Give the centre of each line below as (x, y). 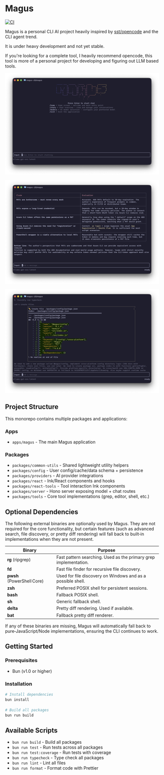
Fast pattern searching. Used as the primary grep (106, 557)
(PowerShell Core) (25, 581)
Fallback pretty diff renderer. (85, 615)
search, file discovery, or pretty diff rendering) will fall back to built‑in (75, 534)
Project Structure (32, 407)
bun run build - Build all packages (47, 742)
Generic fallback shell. (79, 601)
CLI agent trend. (21, 37)
